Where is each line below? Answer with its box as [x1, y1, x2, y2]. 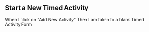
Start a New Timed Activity [5, 4, 89, 12]
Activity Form [5, 21, 32, 27]
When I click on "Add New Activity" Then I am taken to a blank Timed [5, 16, 144, 22]
